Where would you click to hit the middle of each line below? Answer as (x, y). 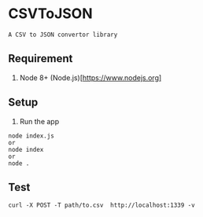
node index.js (31, 136)
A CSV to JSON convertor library (63, 35)
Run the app (39, 121)
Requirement (41, 59)
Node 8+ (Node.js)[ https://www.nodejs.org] (90, 77)
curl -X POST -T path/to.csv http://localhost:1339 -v (101, 205)
